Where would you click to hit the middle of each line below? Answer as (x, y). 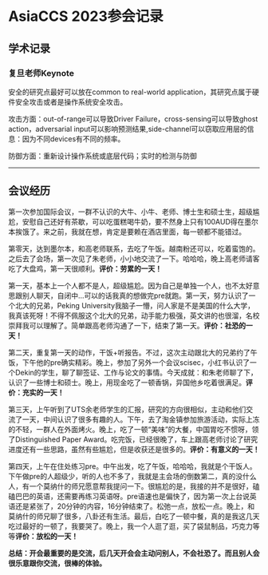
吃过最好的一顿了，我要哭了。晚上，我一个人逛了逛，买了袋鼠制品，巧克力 (130, 526)
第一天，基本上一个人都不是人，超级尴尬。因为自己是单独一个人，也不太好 (130, 285)
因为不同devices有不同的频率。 (73, 139)
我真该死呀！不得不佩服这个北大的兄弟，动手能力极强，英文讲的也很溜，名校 (134, 315)
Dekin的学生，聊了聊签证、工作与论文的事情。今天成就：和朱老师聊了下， (136, 372)
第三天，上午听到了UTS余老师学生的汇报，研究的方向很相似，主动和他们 (127, 409)
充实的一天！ (43, 392)
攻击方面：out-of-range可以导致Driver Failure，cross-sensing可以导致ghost (133, 119)
